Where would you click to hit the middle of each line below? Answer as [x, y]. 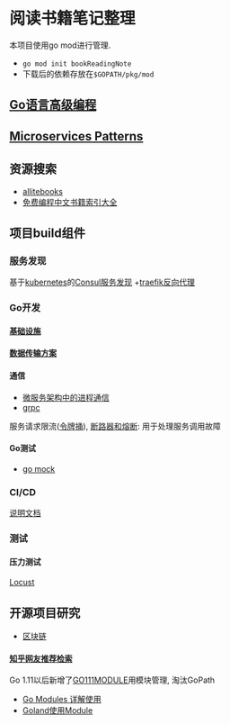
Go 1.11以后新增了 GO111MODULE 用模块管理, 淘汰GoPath [112, 680]
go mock [39, 468]
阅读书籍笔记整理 [73, 18]
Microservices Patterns [76, 136]
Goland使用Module [57, 710]
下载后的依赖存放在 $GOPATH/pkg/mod [88, 74]
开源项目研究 [45, 613]
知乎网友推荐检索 [41, 658]
